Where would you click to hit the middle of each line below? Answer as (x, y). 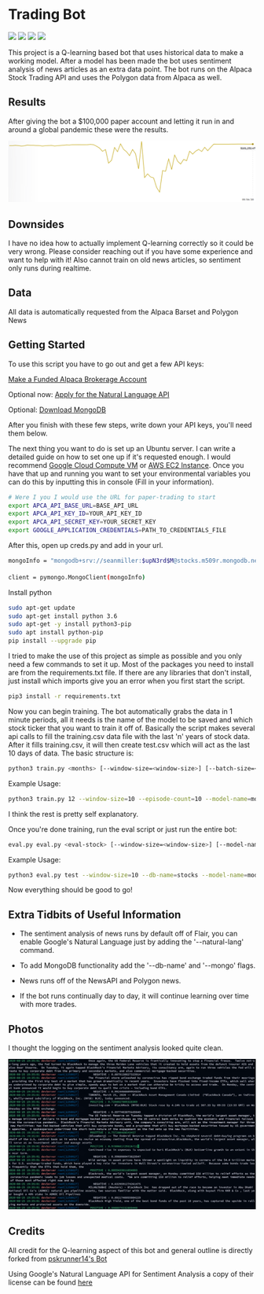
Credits (27, 1232)
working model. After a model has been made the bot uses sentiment (120, 61)
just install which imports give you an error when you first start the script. (126, 681)
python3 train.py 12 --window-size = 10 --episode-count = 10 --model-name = (130, 799)
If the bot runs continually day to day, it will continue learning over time (134, 996)
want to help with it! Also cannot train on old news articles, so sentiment (125, 260)
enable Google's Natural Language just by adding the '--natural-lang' (132, 942)
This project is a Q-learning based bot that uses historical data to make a (126, 52)
